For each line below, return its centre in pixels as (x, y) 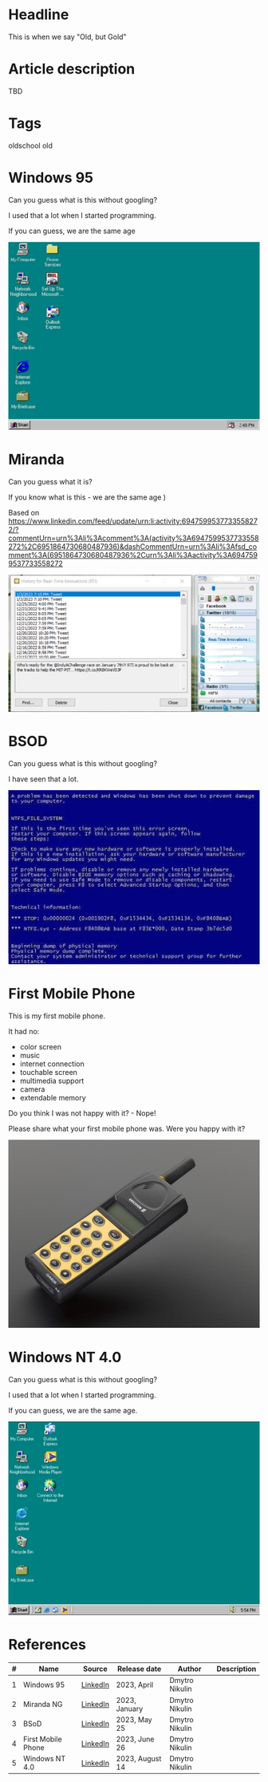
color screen (41, 1046)
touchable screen (49, 1072)
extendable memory (53, 1097)
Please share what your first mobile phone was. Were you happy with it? (127, 1128)
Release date (139, 1669)
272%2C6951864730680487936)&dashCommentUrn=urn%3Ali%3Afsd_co (133, 547)
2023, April (135, 1685)
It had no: (24, 1031)
